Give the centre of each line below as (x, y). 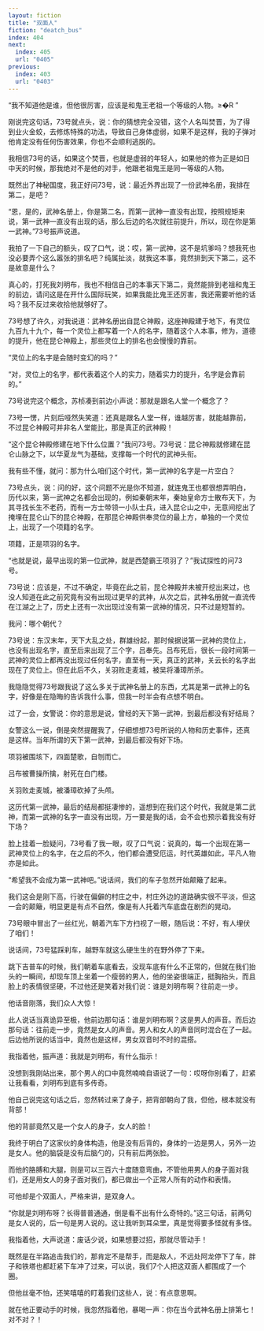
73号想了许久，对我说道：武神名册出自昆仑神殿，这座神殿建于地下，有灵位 (129, 321)
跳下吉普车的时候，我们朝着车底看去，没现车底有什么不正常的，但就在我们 (128, 966)
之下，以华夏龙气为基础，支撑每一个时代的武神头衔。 (115, 453)
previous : (24, 67)
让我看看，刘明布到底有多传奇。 (60, 1083)
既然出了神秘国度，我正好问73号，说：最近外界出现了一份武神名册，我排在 (129, 185)
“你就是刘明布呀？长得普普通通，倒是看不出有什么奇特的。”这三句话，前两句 (130, 1213)
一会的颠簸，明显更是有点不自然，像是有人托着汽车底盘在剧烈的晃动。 (122, 906)
